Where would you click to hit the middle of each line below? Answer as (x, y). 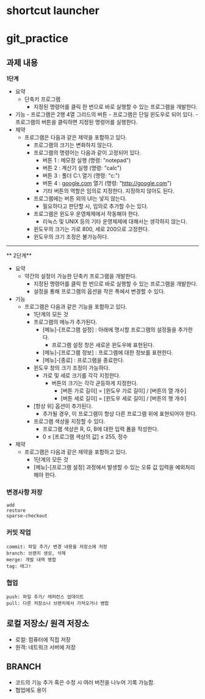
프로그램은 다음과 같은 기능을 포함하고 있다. (76, 307)
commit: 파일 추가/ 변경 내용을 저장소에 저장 (57, 547)
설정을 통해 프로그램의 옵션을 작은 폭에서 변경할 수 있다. (99, 292)
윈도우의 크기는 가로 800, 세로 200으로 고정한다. (91, 229)
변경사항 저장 (24, 492)
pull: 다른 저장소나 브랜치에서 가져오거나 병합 (58, 604)
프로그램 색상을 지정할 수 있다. (69, 421)
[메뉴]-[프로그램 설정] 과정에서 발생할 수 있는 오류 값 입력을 (103, 467)
